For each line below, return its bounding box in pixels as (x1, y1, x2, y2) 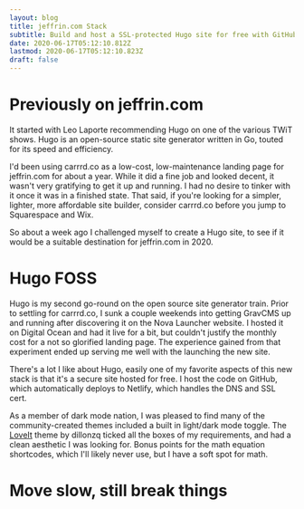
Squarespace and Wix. (9, 209, 94, 220)
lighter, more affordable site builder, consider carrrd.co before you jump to (9, 199, 287, 210)
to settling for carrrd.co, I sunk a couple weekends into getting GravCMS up (9, 307, 291, 318)
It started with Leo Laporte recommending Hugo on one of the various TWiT (9, 124, 293, 135)
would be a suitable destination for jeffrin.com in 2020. (9, 236, 214, 247)
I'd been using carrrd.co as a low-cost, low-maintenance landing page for (9, 160, 285, 172)
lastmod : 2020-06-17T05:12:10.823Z (9, 47, 144, 56)
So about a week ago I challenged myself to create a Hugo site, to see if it (9, 226, 285, 237)
